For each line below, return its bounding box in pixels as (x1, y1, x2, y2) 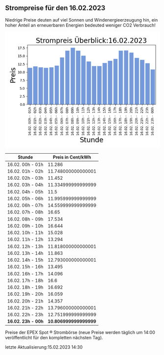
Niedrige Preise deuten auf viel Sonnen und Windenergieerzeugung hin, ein (5, 17, 158, 23)
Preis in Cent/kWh (53, 154, 91, 160)
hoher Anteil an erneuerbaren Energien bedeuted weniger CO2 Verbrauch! (5, 22, 156, 28)
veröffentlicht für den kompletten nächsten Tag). (5, 334, 103, 340)
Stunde (18, 154, 33, 160)
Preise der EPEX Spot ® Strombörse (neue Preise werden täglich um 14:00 (5, 329, 156, 335)
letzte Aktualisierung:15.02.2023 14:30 (5, 344, 83, 350)
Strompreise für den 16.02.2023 (5, 4, 106, 12)
